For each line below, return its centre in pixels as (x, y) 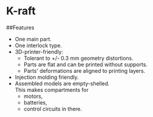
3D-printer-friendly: (39, 51)
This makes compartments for (52, 90)
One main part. (33, 39)
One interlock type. (38, 45)
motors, (33, 96)
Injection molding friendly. (47, 77)
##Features (20, 27)
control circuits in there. (53, 109)
